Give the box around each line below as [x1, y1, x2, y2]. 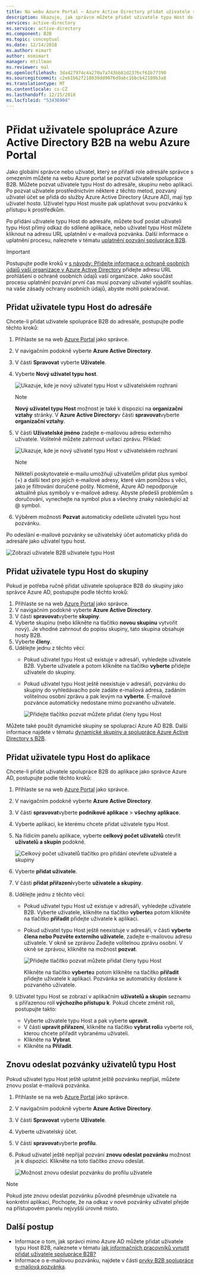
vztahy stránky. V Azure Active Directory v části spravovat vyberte [14, 412, 180, 419]
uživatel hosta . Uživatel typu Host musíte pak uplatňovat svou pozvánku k [6, 200, 187, 207]
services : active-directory [6, 20, 76, 26]
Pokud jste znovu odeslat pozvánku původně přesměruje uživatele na [6, 1192, 177, 1199]
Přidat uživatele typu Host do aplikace [6, 752, 151, 763]
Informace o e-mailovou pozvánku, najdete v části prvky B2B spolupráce [14, 1256, 194, 1263]
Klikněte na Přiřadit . [23, 1042, 73, 1049]
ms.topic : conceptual [6, 36, 60, 42]
